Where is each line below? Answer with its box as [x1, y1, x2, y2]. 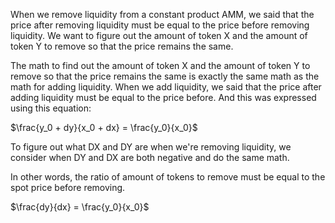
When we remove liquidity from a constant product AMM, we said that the [10, 9, 315, 20]
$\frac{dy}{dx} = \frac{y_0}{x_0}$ [10, 201, 150, 213]
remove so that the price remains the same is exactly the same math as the [10, 70, 320, 82]
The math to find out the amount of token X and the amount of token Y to [10, 60, 311, 71]
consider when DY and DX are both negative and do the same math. [10, 152, 290, 163]
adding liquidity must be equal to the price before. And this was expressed [10, 92, 317, 103]
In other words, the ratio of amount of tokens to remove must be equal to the [10, 171, 326, 183]
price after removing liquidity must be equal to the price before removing [10, 19, 310, 31]
